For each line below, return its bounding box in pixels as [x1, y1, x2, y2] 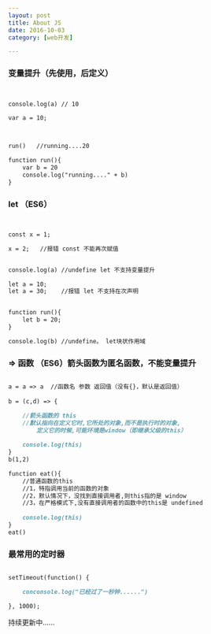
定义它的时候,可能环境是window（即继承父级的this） [36, 426, 187, 434]
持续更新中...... [8, 617, 55, 627]
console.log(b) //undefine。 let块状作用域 [8, 337, 146, 345]
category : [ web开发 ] [8, 33, 73, 42]
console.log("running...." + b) [22, 171, 128, 179]
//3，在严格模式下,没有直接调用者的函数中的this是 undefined [22, 499, 203, 507]
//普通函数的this [22, 477, 73, 485]
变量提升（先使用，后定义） [8, 68, 113, 79]
